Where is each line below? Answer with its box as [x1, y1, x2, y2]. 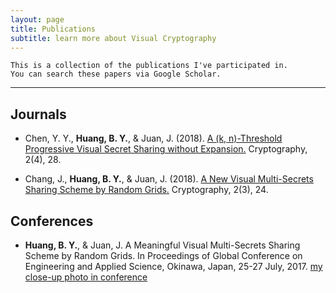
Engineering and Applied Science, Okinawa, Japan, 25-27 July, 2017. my [24, 261, 323, 272]
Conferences [10, 212, 94, 230]
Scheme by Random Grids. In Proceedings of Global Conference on [24, 250, 303, 261]
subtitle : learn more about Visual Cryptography [10, 33, 217, 43]
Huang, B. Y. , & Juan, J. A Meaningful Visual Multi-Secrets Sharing [24, 239, 301, 251]
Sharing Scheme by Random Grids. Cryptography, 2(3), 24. [24, 184, 269, 196]
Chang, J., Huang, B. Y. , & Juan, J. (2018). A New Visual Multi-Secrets [24, 173, 314, 185]
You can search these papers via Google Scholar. [10, 69, 222, 80]
